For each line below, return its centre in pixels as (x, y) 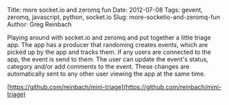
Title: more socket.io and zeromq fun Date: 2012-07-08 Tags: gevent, (105, 10)
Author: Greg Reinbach (39, 24)
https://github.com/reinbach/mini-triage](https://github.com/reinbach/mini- (116, 87)
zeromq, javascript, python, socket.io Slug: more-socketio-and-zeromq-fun (114, 17)
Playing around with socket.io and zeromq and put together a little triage (109, 37)
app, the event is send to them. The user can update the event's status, (108, 59)
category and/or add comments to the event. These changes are (98, 66)
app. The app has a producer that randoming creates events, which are (108, 45)
